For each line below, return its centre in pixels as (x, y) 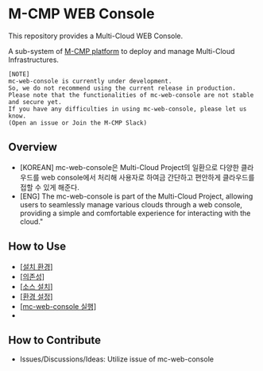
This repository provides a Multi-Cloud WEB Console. (96, 36)
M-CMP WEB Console (81, 14)
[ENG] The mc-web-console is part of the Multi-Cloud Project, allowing (136, 196)
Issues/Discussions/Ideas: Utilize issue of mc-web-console (117, 359)
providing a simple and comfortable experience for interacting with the (135, 213)
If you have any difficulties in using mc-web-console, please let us (128, 109)
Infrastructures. (34, 60)
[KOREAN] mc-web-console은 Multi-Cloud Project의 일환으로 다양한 (130, 167)
